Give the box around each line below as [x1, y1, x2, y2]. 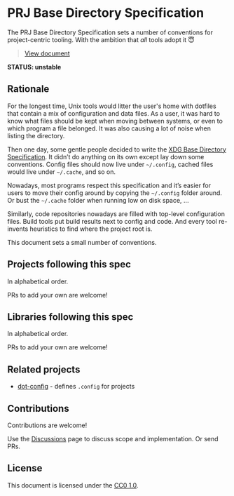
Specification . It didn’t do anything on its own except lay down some [7, 152, 205, 161]
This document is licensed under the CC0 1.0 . [7, 481, 139, 489]
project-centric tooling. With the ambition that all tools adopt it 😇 [7, 35, 195, 43]
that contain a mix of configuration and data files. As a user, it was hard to [7, 109, 221, 117]
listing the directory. [7, 131, 65, 140]
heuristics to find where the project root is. [29, 224, 153, 233]
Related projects [7, 363, 81, 375]
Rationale [7, 83, 50, 95]
